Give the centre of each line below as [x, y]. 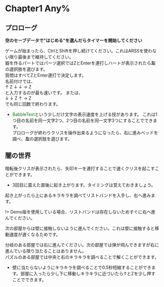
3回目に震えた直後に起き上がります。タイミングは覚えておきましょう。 [84, 185]
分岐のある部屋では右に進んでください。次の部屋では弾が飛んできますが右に [82, 244]
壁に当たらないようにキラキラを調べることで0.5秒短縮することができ [82, 267]
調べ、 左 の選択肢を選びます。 [42, 139]
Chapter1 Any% [37, 9]
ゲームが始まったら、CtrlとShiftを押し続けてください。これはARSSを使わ [79, 51]
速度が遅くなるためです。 [35, 234]
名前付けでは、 [20, 81]
